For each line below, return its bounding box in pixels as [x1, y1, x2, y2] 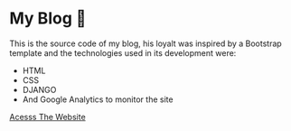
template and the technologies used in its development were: [9, 47, 237, 58]
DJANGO [22, 84, 57, 95]
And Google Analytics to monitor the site [22, 94, 174, 105]
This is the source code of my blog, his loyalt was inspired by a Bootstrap [9, 38, 282, 49]
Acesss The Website [9, 111, 86, 122]
